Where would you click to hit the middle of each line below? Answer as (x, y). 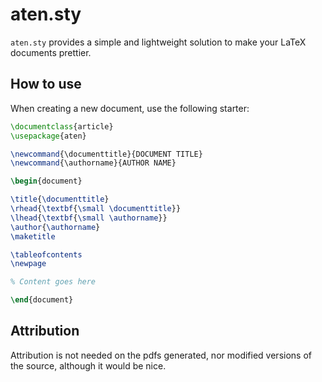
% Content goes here (53, 282)
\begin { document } (46, 181)
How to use (46, 84)
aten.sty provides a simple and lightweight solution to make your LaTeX (158, 42)
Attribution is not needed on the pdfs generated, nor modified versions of (161, 355)
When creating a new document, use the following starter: (130, 108)
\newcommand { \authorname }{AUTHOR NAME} (93, 163)
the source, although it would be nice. (88, 365)
